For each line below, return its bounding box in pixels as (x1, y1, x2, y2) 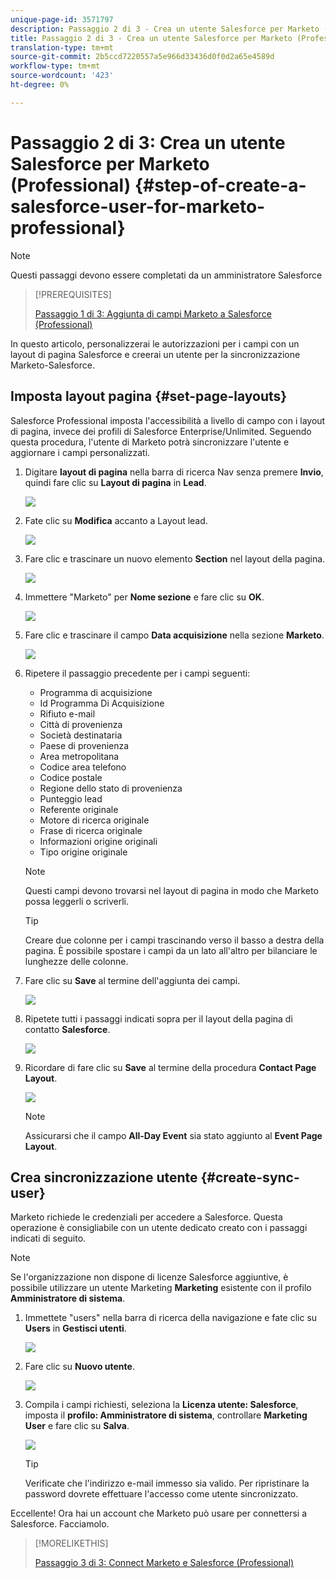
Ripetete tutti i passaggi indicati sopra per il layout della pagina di (24, 1012, 293, 1025)
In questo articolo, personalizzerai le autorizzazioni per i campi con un (10, 337, 300, 350)
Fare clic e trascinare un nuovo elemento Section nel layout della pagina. (24, 552, 326, 565)
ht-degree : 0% (10, 80, 70, 90)
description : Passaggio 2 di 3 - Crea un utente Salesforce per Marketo (10, 24, 320, 34)
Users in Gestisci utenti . (24, 1322, 127, 1335)
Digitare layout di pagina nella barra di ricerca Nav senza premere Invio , (24, 466, 324, 478)
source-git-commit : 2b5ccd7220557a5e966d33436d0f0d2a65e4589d (10, 52, 275, 62)
